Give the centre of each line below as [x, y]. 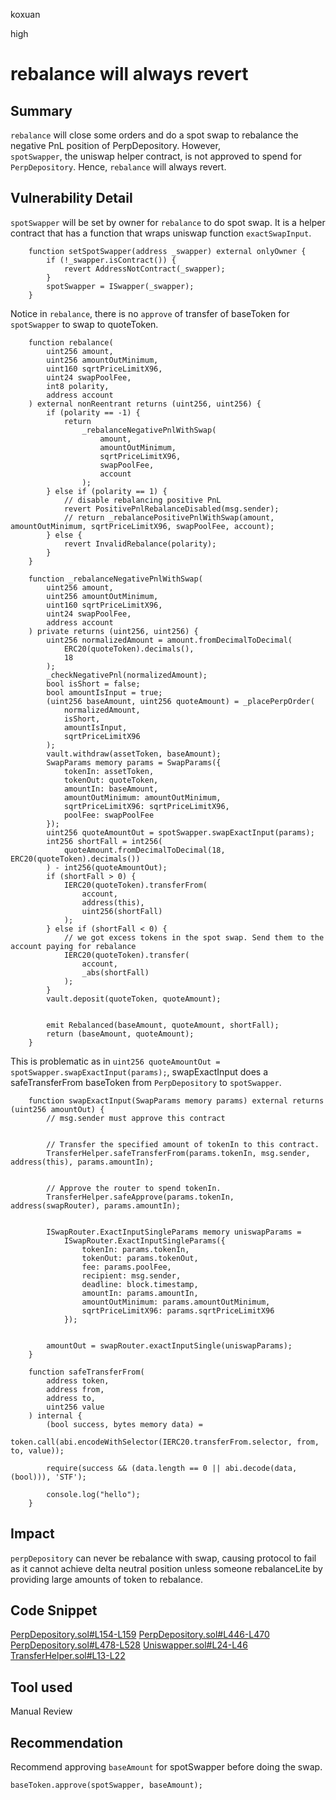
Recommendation [66, 1742]
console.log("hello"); [93, 1494]
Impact [32, 1534]
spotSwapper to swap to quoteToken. [84, 324]
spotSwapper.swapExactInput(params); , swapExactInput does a [139, 1071]
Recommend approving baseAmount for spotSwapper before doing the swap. [166, 1767]
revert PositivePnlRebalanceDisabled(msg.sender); [171, 509]
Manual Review [41, 1711]
